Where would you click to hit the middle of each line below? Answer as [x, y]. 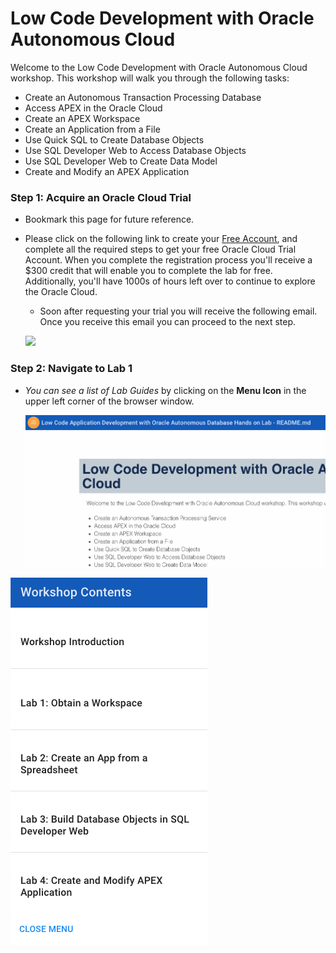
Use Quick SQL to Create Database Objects [114, 139]
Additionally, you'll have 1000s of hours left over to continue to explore [170, 281]
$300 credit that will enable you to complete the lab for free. [148, 271]
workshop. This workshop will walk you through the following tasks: [150, 78]
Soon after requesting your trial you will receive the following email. [178, 311]
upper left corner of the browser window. [109, 401]
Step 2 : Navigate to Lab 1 [71, 369]
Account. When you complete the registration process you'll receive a [168, 260]
